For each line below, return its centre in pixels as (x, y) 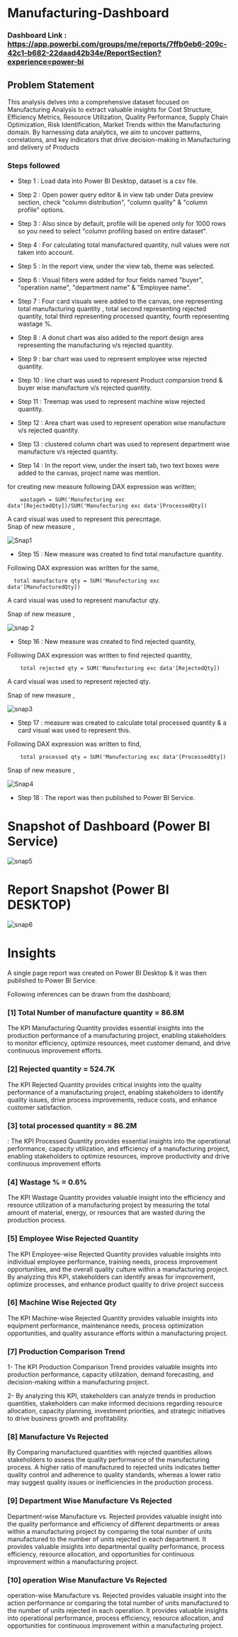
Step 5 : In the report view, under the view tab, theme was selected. (116, 266)
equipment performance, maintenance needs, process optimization (106, 1325)
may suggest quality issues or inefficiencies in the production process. (110, 1482)
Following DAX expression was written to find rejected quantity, (100, 655)
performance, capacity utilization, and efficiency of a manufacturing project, (119, 1149)
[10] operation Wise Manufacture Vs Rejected (87, 1579)
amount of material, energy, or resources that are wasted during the (106, 1212)
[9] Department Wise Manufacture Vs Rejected (90, 1501)
